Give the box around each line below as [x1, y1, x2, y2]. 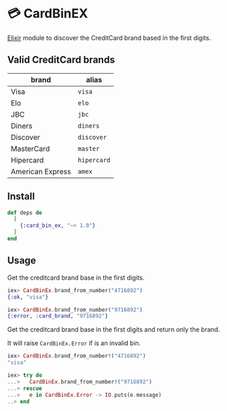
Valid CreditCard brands [7, 54, 115, 66]
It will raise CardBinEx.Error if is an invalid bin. [7, 339, 141, 348]
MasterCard [11, 143, 51, 153]
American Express [11, 167, 72, 176]
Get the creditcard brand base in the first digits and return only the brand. [7, 325, 220, 334]
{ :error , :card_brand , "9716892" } [7, 313, 109, 320]
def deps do [7, 209, 42, 216]
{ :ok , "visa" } [7, 293, 49, 301]
